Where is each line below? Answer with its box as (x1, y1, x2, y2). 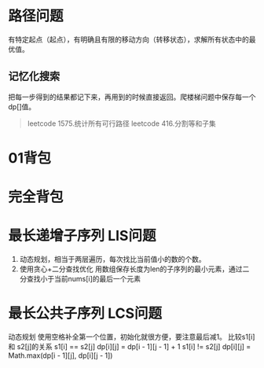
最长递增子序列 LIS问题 (8, 227, 156, 245)
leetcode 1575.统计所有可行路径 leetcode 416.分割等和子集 (27, 119, 216, 128)
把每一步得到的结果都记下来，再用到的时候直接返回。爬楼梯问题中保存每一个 (8, 92, 256, 101)
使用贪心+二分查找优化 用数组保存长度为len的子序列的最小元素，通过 (19, 264, 243, 274)
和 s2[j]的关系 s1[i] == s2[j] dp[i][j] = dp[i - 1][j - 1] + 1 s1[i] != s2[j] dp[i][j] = (8, 342, 251, 351)
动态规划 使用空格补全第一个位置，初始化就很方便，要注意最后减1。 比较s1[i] (8, 332, 255, 341)
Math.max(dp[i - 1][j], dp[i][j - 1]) (8, 351, 113, 360)
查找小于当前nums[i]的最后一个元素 (26, 274, 141, 284)
